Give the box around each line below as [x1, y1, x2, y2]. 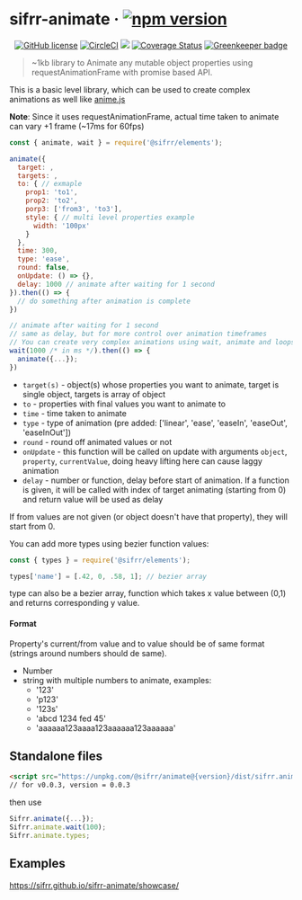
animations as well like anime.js [9, 94, 126, 104]
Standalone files [9, 749, 103, 764]
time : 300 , [17, 246, 58, 255]
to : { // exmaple [17, 180, 83, 189]
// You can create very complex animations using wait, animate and [9, 338, 271, 347]
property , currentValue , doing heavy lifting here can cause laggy [22, 455, 263, 467]
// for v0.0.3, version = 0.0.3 [9, 780, 130, 790]
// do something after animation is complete [17, 297, 191, 306]
